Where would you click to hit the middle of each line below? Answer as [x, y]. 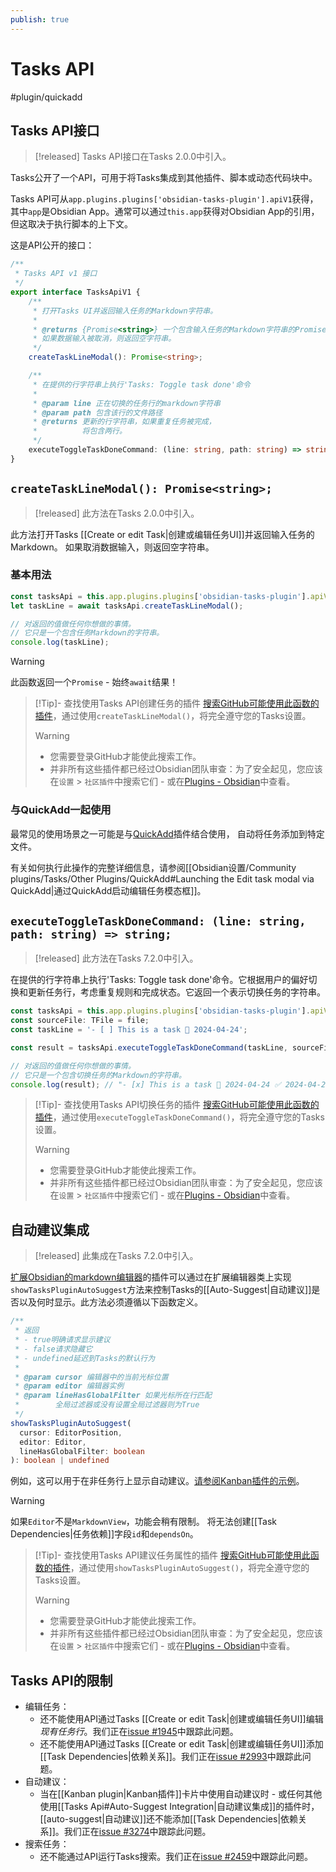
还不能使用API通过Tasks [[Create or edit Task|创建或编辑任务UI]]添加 [181, 1744]
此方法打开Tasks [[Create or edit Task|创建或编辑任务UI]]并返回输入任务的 [162, 534]
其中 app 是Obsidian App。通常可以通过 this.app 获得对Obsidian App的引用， [165, 212]
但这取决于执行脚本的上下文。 [71, 224]
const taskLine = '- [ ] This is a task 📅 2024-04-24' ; [129, 1030]
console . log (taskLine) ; [60, 642]
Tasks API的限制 [61, 1680]
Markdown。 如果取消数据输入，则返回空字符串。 [112, 547]
